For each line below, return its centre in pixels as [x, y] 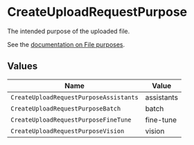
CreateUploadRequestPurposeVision [68, 131]
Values [23, 66]
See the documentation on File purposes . [66, 44]
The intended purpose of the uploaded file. [69, 31]
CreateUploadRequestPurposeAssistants [74, 97]
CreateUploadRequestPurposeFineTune [71, 119]
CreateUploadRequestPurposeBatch [66, 108]
